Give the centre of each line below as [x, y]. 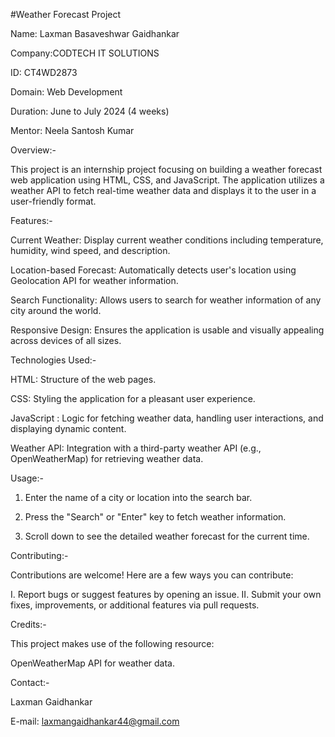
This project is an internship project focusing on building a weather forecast [166, 169]
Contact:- [30, 682]
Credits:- [28, 624]
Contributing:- [39, 555]
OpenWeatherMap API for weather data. [93, 663]
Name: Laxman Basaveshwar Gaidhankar [95, 33]
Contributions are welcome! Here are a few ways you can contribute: [152, 575]
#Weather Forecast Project [66, 14]
